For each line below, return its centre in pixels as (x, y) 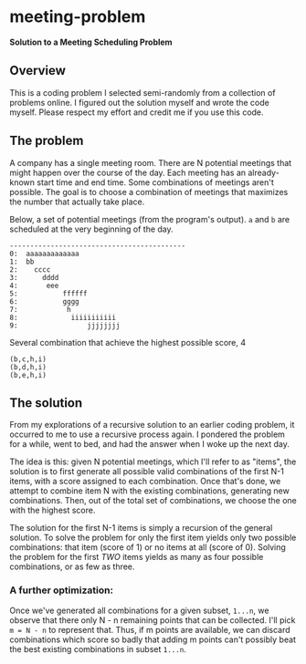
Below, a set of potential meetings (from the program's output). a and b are (150, 219)
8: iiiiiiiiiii (63, 317)
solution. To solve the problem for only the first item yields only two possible (153, 538)
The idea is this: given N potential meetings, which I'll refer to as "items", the (153, 462)
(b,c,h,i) (28, 359)
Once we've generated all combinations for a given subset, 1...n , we (139, 610)
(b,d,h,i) (28, 367)
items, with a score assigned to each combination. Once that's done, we (145, 482)
